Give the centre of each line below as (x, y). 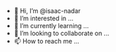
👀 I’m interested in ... (44, 18)
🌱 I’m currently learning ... (51, 26)
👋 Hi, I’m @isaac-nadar (47, 11)
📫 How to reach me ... (46, 41)
